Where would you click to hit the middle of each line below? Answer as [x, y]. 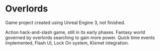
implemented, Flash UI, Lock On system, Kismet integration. [67, 42]
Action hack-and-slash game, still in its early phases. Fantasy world [75, 32]
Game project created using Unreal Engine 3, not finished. [65, 22]
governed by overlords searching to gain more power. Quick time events [80, 37]
